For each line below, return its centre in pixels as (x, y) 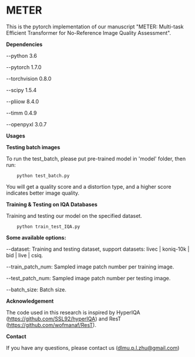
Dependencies (24, 44)
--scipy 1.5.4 (22, 90)
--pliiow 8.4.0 (23, 101)
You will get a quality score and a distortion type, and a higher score (89, 186)
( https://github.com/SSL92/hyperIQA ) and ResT (64, 319)
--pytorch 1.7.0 (24, 67)
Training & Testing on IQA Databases (52, 204)
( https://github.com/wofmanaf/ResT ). (51, 325)
